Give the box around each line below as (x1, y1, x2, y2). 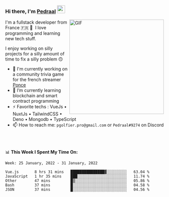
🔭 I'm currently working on (12, 66, 68, 72)
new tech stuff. (5, 36, 36, 42)
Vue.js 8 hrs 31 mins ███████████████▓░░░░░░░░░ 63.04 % (5, 169, 150, 175)
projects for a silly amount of (5, 51, 65, 57)
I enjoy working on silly (5, 45, 53, 51)
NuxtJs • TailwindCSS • (12, 111, 62, 117)
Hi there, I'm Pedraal (5, 8, 56, 15)
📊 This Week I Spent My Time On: (5, 149, 78, 155)
